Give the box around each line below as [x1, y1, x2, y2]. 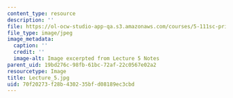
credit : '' [13, 49, 45, 56]
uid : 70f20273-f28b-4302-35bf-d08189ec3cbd [7, 81, 135, 88]
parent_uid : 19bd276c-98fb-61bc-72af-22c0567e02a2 [7, 61, 157, 68]
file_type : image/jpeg [7, 29, 73, 37]
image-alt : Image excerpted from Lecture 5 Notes [13, 55, 159, 62]
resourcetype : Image [7, 68, 67, 75]
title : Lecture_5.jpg [7, 74, 70, 81]
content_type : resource [7, 10, 76, 17]
